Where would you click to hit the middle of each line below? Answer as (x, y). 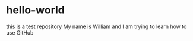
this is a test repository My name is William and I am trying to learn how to (96, 26)
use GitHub (20, 32)
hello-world (36, 10)
